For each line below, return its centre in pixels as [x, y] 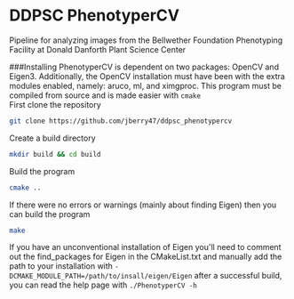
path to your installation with [61, 266]
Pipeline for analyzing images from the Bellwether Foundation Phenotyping [146, 40]
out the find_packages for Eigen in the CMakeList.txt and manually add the [146, 257]
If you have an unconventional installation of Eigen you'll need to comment [145, 247]
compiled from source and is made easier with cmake [105, 95]
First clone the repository [56, 104]
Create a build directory [52, 138]
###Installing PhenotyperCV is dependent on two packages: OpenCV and [144, 67]
